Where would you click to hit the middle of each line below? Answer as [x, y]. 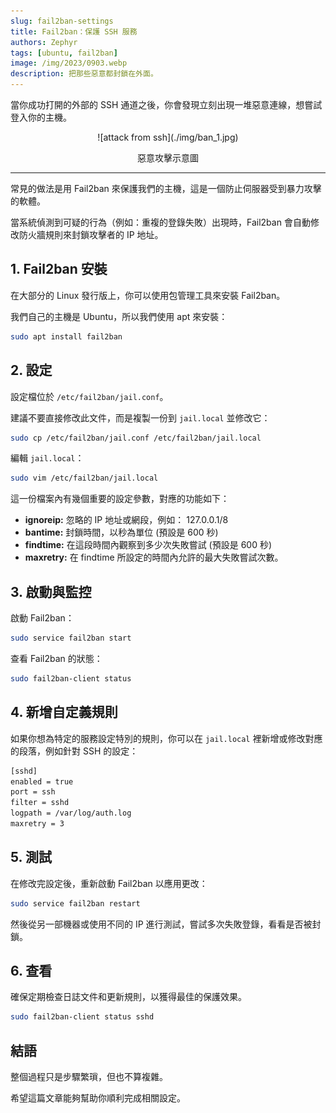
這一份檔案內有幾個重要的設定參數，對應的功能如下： [120, 499]
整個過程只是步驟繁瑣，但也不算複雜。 [89, 1077]
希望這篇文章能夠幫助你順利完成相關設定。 [98, 1098]
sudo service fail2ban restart [75, 903]
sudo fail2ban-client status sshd [82, 1017]
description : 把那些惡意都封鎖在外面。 [84, 74]
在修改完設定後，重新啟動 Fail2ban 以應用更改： [109, 883]
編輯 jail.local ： [47, 458]
